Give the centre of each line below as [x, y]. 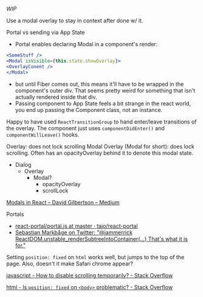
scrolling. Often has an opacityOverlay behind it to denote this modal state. [100, 153]
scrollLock [55, 190]
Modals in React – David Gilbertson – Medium [63, 202]
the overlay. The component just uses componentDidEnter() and [86, 128]
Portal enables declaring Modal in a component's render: [86, 44]
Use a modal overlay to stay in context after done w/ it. [75, 20]
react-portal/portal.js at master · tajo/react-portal [76, 226]
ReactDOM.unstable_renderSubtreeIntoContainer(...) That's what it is [101, 239]
